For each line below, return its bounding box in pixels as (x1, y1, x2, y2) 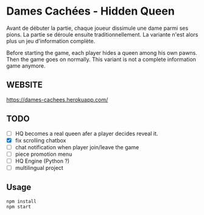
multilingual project (15, 164, 64, 171)
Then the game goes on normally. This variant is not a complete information (6, 55, 197, 63)
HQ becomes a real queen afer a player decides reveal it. (15, 130, 158, 137)
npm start (6, 203, 32, 210)
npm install (6, 198, 37, 205)
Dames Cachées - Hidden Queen (6, 4, 175, 18)
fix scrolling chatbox (15, 136, 66, 144)
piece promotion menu (15, 150, 72, 158)
